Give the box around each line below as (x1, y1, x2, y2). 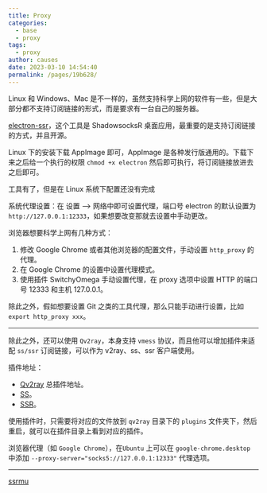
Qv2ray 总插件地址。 (19, 379, 88, 389)
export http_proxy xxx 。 (8, 311, 91, 320)
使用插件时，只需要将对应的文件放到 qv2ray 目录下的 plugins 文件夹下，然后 (8, 416, 257, 425)
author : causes (8, 56, 59, 64)
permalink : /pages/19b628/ (8, 71, 98, 79)
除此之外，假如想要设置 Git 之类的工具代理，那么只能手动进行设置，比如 (8, 301, 245, 311)
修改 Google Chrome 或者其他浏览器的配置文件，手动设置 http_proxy (19, 244, 246, 254)
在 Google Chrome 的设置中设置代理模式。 (19, 264, 160, 274)
